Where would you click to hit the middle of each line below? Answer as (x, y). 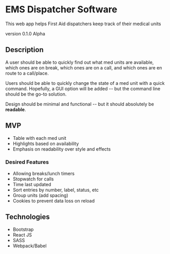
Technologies (28, 217)
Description (24, 50)
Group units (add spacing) (40, 195)
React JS (22, 234)
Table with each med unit (40, 138)
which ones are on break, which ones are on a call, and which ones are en (84, 67)
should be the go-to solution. (36, 94)
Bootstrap (23, 229)
